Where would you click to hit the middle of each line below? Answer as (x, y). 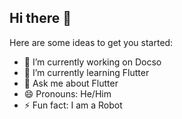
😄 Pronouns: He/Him (67, 93)
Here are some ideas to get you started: (91, 42)
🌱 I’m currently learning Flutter (86, 72)
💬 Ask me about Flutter (71, 83)
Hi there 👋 (40, 18)
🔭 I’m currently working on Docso (92, 62)
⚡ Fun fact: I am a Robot (73, 105)
